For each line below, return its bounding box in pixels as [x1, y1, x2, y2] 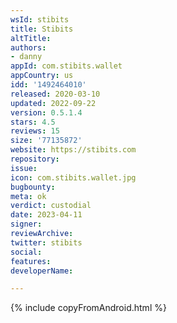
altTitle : [10, 33, 52, 43]
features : [10, 256, 52, 266]
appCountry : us [10, 71, 74, 81]
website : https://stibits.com [10, 145, 137, 155]
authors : [10, 42, 47, 53]
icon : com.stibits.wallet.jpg [10, 172, 137, 183]
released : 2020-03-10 [10, 89, 101, 99]
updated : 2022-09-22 [10, 98, 97, 108]
